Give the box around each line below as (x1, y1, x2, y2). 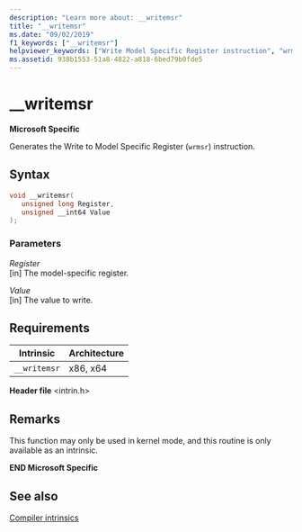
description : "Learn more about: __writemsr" (9, 13, 182, 23)
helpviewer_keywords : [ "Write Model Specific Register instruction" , (9, 47, 276, 56)
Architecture (68, 347, 124, 360)
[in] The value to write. (9, 294, 93, 305)
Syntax (9, 167, 50, 183)
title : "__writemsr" (9, 22, 87, 31)
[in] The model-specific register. (9, 267, 129, 278)
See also (9, 488, 58, 504)
